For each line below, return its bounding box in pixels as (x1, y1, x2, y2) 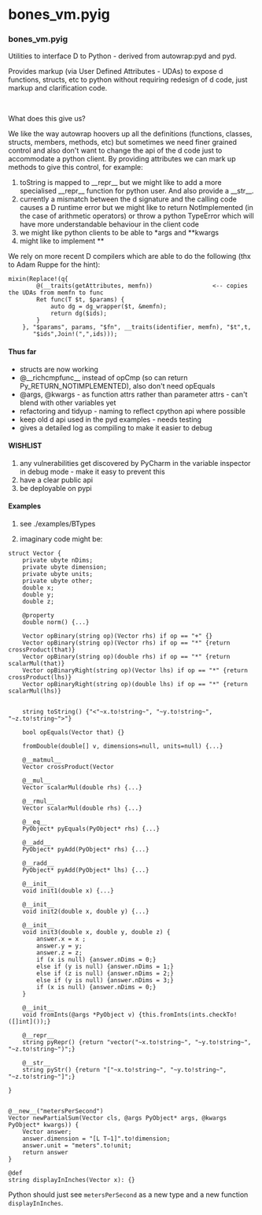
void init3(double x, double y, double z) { (22, 929, 171, 936)
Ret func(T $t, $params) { (36, 296, 125, 304)
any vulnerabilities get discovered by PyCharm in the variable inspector (19, 458, 251, 467)
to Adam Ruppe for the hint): (8, 260, 101, 269)
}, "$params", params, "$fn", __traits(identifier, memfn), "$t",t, (22, 323, 252, 331)
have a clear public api (19, 475, 93, 485)
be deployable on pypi (19, 483, 92, 493)
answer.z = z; (36, 949, 83, 957)
